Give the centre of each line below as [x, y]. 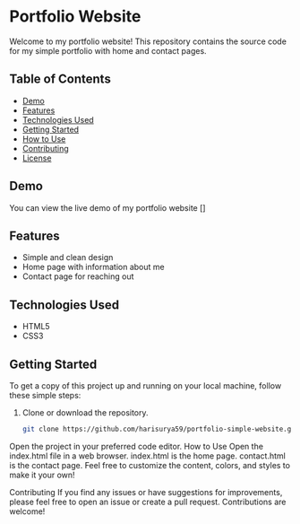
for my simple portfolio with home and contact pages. [108, 50]
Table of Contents [60, 79]
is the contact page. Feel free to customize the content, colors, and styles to [150, 465]
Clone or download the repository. [86, 413]
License [37, 158]
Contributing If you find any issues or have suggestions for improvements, [146, 492]
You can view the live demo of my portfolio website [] [107, 207]
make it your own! [42, 475]
